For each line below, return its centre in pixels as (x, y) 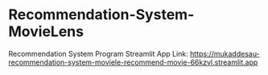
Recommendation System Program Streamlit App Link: (99, 53)
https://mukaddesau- (225, 53)
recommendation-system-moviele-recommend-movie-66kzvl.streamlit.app (133, 62)
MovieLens (46, 32)
